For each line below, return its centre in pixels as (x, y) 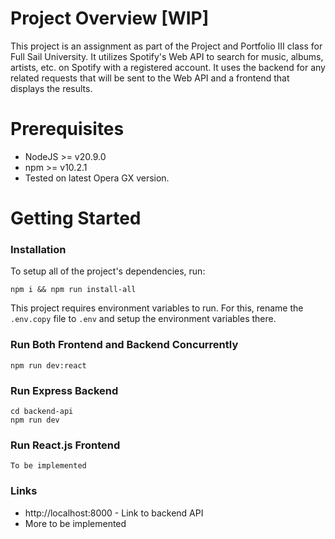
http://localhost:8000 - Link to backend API (114, 513)
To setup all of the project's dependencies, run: (108, 271)
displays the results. (51, 88)
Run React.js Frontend (65, 445)
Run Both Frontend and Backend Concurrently (124, 345)
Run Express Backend (64, 390)
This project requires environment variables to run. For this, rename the (157, 308)
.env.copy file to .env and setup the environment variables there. (143, 319)
